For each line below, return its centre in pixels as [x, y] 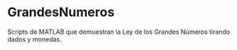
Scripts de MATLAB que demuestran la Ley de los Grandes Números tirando [119, 32]
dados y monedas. [35, 39]
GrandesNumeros [61, 12]
